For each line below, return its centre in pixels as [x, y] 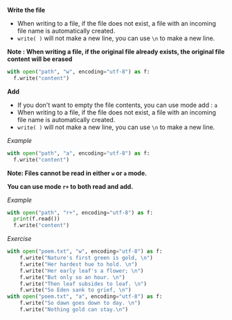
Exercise [19, 239]
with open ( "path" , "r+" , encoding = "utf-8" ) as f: [80, 212]
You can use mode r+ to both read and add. [70, 186]
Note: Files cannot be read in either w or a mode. [77, 173]
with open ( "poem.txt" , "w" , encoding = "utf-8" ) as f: [85, 252]
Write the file [26, 10]
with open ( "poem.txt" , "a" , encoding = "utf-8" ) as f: [85, 297]
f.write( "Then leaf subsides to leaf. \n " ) [83, 284]
